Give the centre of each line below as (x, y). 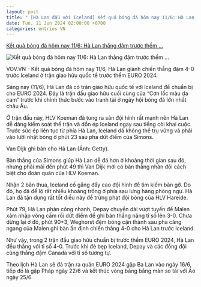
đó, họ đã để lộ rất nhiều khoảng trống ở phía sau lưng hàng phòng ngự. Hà (99, 191)
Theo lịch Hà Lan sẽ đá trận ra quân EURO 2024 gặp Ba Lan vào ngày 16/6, (99, 265)
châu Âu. (17, 106)
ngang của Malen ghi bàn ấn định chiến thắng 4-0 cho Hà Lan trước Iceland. (100, 229)
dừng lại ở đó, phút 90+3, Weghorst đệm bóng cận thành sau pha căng (94, 222)
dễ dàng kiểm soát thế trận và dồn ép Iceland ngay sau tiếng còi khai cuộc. (99, 125)
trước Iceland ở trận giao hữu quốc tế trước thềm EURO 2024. (82, 75)
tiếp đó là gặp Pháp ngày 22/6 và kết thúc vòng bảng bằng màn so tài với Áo (101, 271)
